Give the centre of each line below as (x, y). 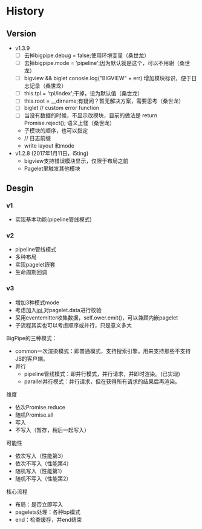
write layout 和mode (49, 146)
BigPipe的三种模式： (32, 338)
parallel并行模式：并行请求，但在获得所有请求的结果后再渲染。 (102, 381)
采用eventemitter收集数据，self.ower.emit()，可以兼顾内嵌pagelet (96, 318)
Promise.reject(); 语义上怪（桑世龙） (69, 123)
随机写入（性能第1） (40, 471)
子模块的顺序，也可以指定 (56, 131)
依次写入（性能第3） (41, 456)
